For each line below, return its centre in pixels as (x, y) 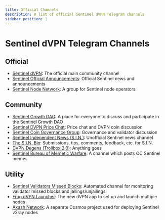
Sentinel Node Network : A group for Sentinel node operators (74, 89)
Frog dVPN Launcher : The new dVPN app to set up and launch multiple (84, 197)
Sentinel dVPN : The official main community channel (66, 73)
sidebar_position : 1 (26, 19)
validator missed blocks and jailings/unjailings (59, 191)
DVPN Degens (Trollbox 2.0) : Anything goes (57, 148)
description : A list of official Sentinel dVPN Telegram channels (75, 14)
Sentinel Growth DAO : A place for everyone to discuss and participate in (85, 117)
